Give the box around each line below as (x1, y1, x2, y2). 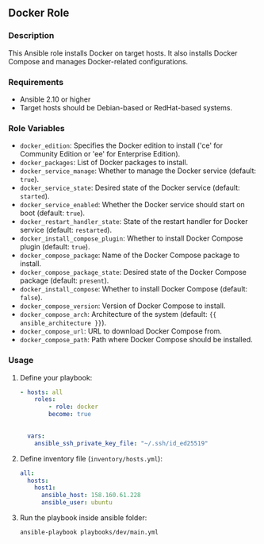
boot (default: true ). (19, 208, 86, 218)
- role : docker (48, 403, 99, 411)
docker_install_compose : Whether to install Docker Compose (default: (19, 284, 248, 294)
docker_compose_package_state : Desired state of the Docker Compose (19, 268, 247, 277)
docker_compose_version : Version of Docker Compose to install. (19, 301, 226, 311)
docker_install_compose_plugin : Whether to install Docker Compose (19, 233, 243, 243)
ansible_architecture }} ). (19, 318, 107, 328)
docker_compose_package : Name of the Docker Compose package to (19, 250, 240, 260)
